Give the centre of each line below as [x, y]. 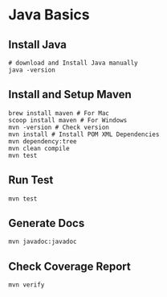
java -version [32, 70]
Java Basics [49, 15]
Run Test [31, 180]
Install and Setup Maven [70, 95]
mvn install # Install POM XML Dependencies [84, 134]
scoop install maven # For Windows [68, 120]
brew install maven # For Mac [59, 113]
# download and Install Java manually [73, 63]
